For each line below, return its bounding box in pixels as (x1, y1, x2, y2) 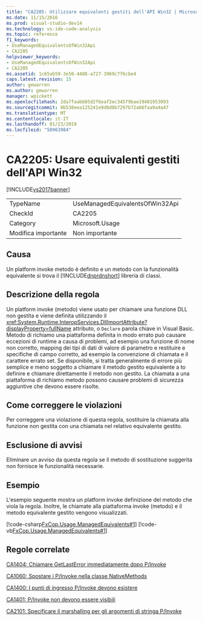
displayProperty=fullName (6, 325, 72, 332)
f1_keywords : (6, 37, 39, 43)
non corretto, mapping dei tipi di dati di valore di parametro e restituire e (6, 344, 185, 351)
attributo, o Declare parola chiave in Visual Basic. (72, 325, 195, 332)
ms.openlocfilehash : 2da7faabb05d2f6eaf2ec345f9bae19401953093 (6, 99, 169, 105)
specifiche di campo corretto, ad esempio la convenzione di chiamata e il (6, 350, 188, 357)
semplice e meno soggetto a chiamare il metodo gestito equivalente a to (6, 363, 186, 371)
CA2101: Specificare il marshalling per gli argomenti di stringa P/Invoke (6, 607, 182, 614)
